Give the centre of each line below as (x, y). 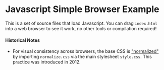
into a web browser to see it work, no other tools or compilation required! (81, 28)
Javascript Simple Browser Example (82, 9)
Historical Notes (23, 40)
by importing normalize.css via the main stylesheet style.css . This (82, 57)
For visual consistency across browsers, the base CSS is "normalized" (86, 51)
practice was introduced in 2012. (46, 62)
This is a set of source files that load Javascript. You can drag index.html (81, 23)
